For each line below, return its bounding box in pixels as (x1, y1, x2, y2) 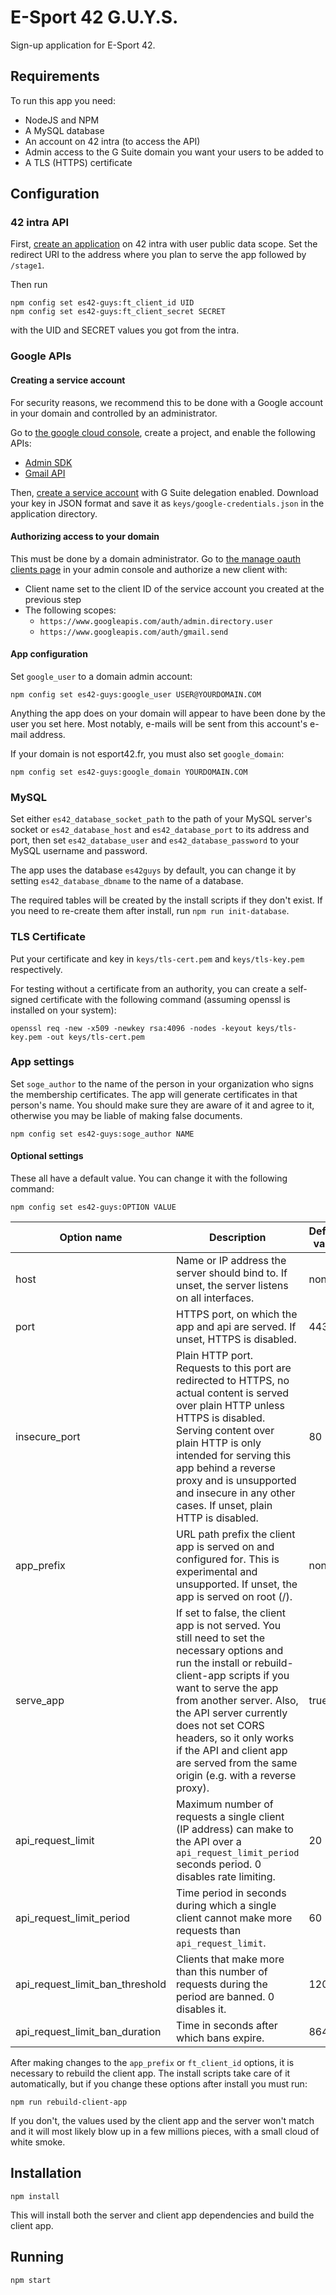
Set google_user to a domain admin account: (10, 670, 193, 682)
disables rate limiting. (176, 1870, 276, 1884)
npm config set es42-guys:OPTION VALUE (10, 1202, 177, 1213)
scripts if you (228, 1669, 290, 1683)
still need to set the (176, 1631, 266, 1645)
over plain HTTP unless (176, 1399, 285, 1413)
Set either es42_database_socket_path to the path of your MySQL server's (10, 813, 313, 825)
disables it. (176, 2002, 227, 2016)
